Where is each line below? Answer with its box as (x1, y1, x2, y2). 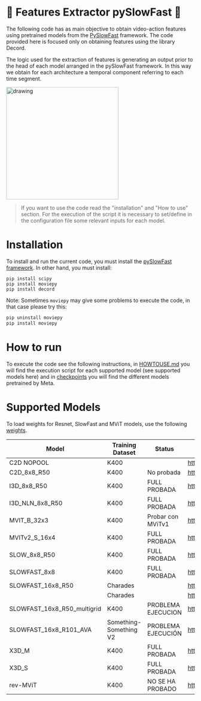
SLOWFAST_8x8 (9, 567, 56, 576)
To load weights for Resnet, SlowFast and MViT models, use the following (6, 420, 187, 427)
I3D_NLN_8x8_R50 (9, 498, 63, 507)
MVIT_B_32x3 (9, 516, 49, 524)
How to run (6, 340, 62, 354)
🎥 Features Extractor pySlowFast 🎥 (6, 5, 181, 19)
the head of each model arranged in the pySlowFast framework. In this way (6, 62, 191, 70)
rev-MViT (9, 681, 37, 689)
